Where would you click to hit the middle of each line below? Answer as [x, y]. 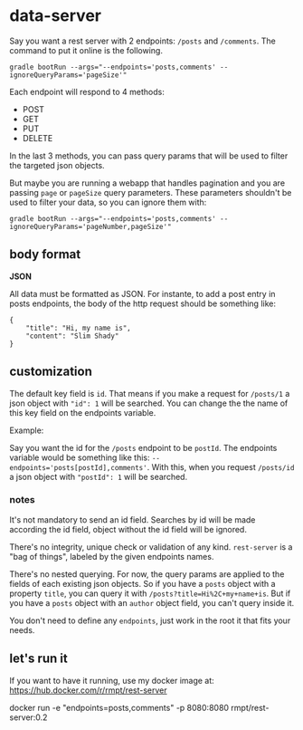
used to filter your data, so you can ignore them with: [108, 202]
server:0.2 [28, 717]
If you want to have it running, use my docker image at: [112, 680]
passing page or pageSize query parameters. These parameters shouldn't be [151, 192]
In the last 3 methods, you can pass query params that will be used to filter [149, 156]
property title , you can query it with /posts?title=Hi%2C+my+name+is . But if [150, 593]
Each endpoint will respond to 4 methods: [87, 91]
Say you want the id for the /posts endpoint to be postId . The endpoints [143, 447]
